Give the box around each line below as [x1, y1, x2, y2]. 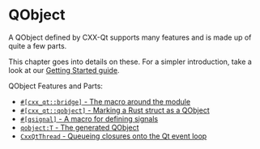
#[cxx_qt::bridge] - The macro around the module [19, 96, 191, 106]
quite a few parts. [8, 40, 67, 50]
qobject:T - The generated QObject [19, 122, 139, 132]
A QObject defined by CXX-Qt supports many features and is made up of [8, 32, 252, 42]
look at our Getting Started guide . [8, 65, 120, 74]
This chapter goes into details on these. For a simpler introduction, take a [8, 57, 253, 66]
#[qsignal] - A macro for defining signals [19, 113, 159, 123]
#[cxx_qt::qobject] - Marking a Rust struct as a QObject [19, 105, 210, 115]
